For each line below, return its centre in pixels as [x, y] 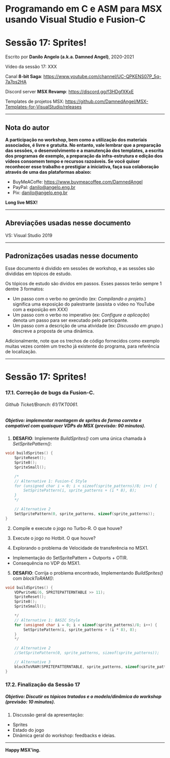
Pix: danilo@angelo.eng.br [40, 193]
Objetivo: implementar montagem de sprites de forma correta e [73, 420]
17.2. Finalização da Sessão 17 [43, 685]
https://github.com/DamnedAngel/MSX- [107, 101]
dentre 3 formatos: [25, 289]
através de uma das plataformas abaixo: [48, 172]
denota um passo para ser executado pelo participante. [70, 320]
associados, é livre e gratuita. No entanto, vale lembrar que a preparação [83, 145]
